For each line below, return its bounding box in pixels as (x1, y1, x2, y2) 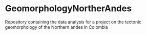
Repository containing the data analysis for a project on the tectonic (5, 19, 142, 25)
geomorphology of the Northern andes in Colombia (5, 24, 108, 30)
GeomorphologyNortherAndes (5, 3, 132, 14)
